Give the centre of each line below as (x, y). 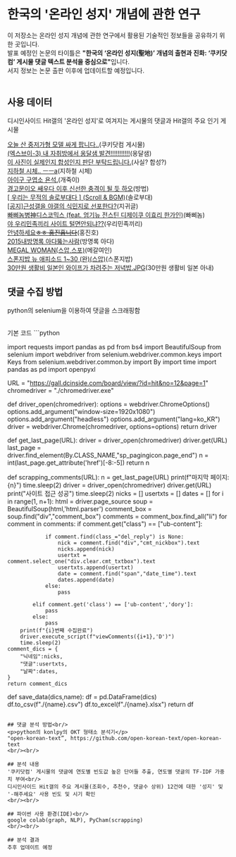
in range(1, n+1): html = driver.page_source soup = (80, 501)
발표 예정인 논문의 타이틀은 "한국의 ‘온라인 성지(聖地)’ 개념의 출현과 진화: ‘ (109, 53)
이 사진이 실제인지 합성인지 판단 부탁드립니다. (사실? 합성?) (87, 162)
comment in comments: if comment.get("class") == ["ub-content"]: (105, 524)
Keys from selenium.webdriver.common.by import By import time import (112, 362)
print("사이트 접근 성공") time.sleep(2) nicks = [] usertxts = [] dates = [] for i (116, 493)
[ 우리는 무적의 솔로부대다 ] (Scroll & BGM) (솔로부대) (80, 197)
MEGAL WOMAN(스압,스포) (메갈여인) (60, 250)
